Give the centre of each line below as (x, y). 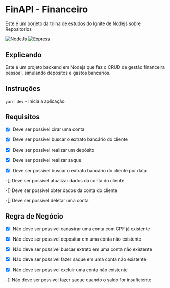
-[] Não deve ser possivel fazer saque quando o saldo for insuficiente (78, 280)
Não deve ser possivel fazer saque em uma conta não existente (79, 259)
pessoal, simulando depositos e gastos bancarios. (58, 73)
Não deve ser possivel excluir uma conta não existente (70, 270)
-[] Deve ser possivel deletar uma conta (47, 200)
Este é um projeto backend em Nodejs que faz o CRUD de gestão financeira (85, 67)
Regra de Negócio (34, 216)
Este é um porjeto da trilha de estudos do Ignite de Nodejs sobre (73, 23)
